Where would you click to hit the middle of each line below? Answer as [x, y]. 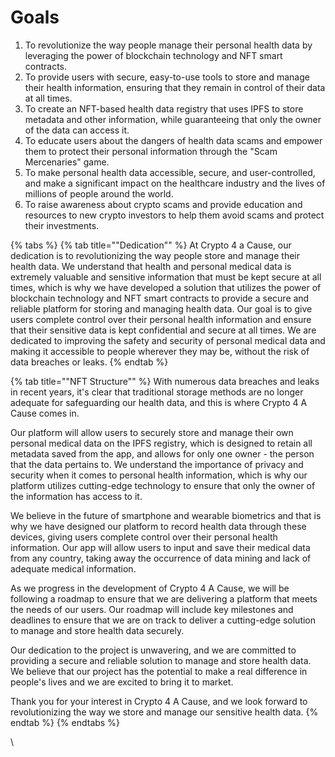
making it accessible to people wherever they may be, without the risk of [160, 351]
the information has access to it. [76, 496]
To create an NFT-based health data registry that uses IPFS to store [164, 108]
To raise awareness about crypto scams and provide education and [163, 204]
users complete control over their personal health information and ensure [161, 319]
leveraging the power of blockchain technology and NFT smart [153, 55]
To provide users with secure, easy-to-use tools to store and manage [167, 77]
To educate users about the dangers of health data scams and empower [173, 140]
